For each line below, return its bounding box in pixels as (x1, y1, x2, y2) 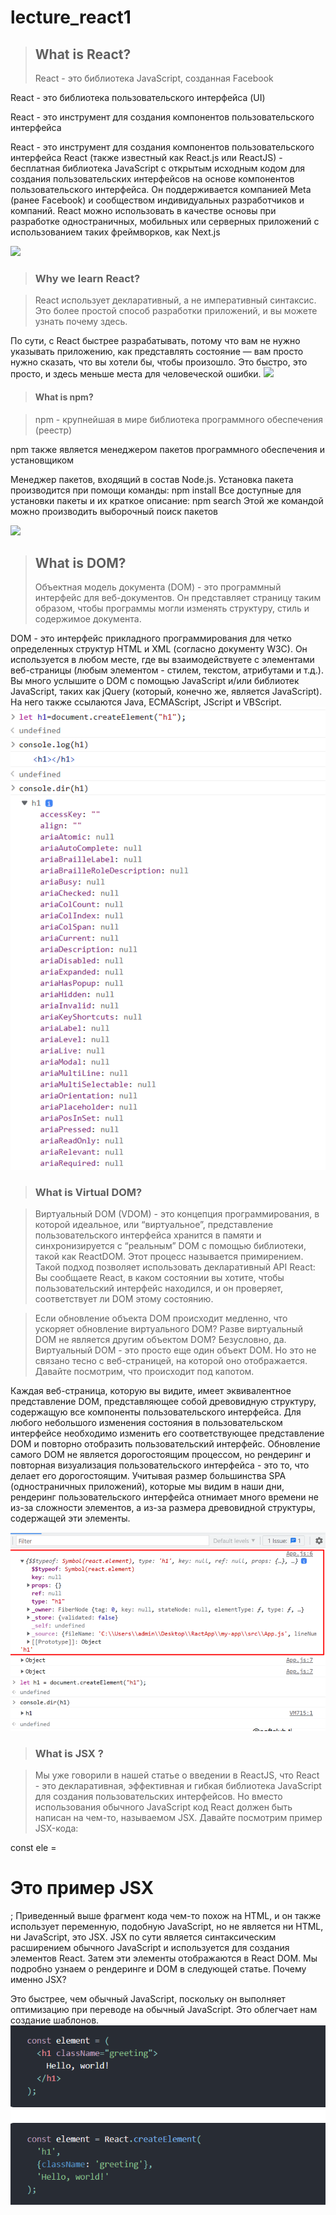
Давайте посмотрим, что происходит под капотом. (34, 1366, 255, 1378)
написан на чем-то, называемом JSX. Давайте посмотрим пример (34, 1811, 323, 1823)
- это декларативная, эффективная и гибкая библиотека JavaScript (34, 1779, 322, 1791)
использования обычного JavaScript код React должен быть (34, 1801, 293, 1813)
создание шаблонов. (10, 2014, 100, 2026)
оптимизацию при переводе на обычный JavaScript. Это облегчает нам (10, 2003, 318, 2015)
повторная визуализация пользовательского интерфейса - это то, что (10, 1459, 310, 1471)
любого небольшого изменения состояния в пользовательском (10, 1417, 283, 1429)
